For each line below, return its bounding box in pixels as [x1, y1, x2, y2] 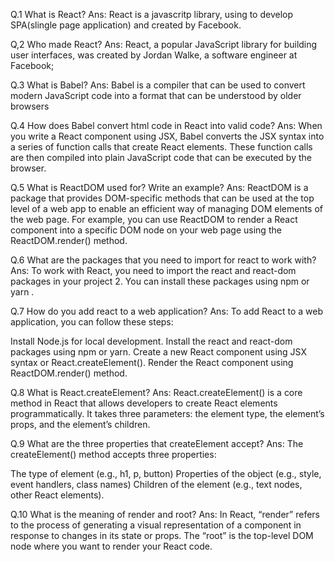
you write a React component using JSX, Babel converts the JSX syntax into [10, 130, 325, 142]
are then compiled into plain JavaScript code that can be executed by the [10, 152, 312, 163]
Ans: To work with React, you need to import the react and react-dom [10, 265, 297, 276]
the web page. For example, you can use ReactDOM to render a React [10, 214, 298, 225]
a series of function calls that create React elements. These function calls [10, 141, 313, 153]
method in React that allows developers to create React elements [10, 397, 278, 409]
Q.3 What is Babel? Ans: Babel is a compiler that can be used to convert [10, 79, 306, 91]
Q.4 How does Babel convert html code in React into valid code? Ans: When [10, 120, 323, 131]
